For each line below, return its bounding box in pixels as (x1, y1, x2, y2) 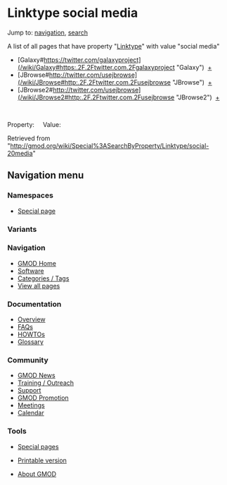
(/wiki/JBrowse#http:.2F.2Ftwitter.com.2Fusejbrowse (17, 78, 171, 86)
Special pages (17, 442, 59, 450)
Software (17, 266, 44, 275)
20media (7, 149, 33, 157)
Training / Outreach (17, 379, 74, 387)
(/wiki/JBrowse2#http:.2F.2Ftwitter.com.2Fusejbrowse (17, 93, 175, 102)
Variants (7, 224, 37, 234)
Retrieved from (7, 134, 51, 142)
